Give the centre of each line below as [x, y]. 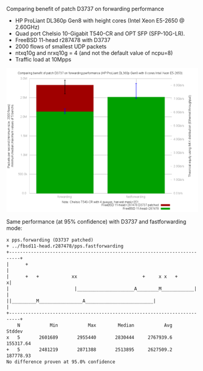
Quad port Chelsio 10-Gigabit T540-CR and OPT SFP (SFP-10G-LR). [100, 34]
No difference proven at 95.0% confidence [61, 362]
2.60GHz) [27, 27]
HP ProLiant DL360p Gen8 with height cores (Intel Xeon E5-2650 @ [100, 20]
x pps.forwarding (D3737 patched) [50, 240]
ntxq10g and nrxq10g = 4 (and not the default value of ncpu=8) [94, 53]
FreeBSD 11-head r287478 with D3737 [63, 40]
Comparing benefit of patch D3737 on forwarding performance [85, 9]
